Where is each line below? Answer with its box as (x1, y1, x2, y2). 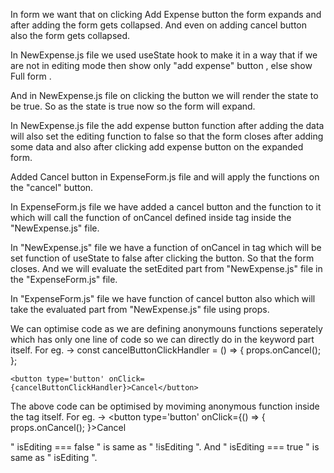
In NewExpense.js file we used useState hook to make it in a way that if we (10, 49, 318, 61)
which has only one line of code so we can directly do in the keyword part (10, 334, 315, 345)
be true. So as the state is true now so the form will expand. (10, 100, 256, 112)
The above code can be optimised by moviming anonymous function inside (10, 400, 320, 412)
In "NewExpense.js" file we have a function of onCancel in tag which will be (10, 242, 322, 253)
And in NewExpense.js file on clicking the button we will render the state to (10, 90, 319, 101)
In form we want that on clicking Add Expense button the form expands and (10, 9, 322, 20)
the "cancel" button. (10, 182, 94, 193)
